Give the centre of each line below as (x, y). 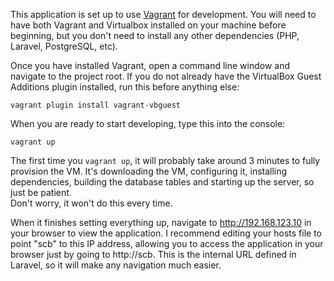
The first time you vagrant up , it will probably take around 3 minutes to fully (165, 160)
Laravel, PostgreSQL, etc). (64, 46)
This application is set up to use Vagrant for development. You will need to (163, 14)
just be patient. (41, 192)
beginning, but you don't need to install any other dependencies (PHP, (155, 35)
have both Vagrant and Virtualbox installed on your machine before (148, 25)
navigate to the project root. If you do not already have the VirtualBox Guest (166, 76)
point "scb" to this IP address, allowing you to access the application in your (167, 243)
